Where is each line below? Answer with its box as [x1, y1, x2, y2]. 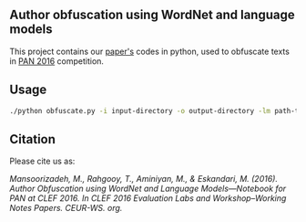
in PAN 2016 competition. [9, 55, 105, 67]
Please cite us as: [9, 155, 76, 167]
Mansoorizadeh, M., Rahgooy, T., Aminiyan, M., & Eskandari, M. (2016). [9, 174, 278, 185]
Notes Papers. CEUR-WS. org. [9, 203, 123, 214]
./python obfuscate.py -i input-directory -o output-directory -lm [9, 106, 271, 115]
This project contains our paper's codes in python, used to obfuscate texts [9, 46, 290, 57]
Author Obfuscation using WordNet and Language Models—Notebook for [9, 183, 287, 195]
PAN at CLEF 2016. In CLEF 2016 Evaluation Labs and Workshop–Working [9, 193, 287, 204]
